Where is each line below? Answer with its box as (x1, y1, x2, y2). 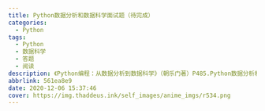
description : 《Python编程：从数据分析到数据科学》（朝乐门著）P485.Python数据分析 (8, 70, 255, 77)
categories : (8, 19, 47, 27)
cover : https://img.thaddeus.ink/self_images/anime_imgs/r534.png (8, 91, 231, 99)
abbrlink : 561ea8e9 (8, 77, 73, 84)
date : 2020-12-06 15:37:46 (8, 84, 97, 92)
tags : (8, 33, 26, 41)
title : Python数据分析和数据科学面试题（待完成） (8, 11, 155, 20)
